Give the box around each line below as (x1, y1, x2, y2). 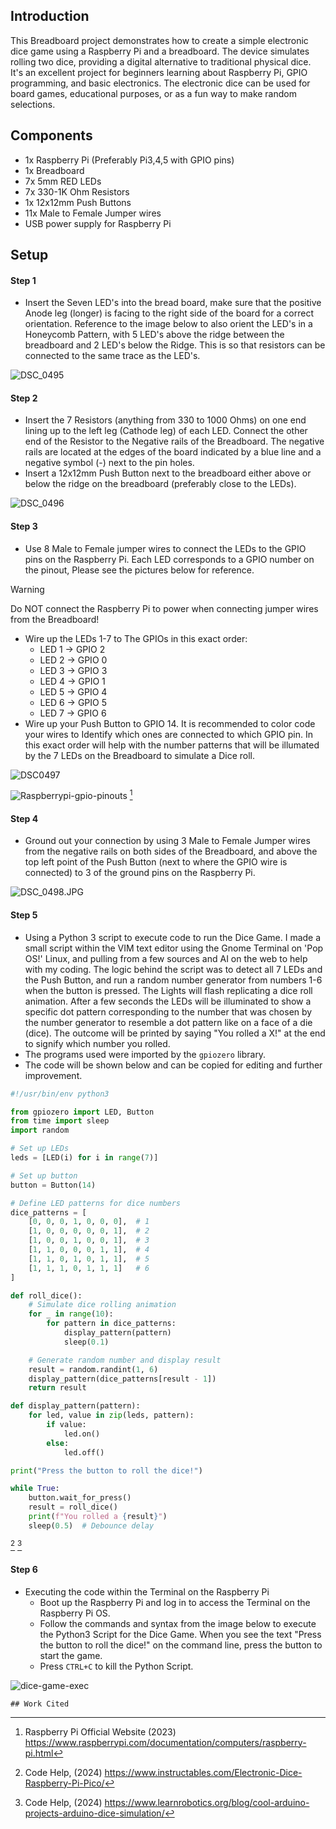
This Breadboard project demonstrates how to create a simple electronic (10, 34, 309, 46)
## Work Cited (10, 1699, 70, 1709)
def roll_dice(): (10, 1290, 83, 1301)
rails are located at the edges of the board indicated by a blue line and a (24, 446, 322, 458)
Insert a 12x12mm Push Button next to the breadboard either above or (24, 467, 312, 479)
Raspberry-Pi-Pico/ (24, 1777, 105, 1789)
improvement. (24, 1069, 83, 1081)
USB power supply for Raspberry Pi (24, 217, 172, 229)
